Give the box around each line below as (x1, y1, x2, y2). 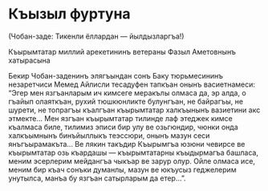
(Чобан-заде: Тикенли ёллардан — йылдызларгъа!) (8, 31, 185, 41)
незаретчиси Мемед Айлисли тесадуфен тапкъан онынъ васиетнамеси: (8, 79, 255, 89)
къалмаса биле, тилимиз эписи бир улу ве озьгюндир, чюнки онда (8, 122, 238, 132)
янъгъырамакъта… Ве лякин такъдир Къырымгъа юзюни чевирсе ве (8, 139, 246, 148)
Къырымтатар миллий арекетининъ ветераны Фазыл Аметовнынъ (8, 47, 237, 56)
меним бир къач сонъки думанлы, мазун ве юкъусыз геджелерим (8, 165, 237, 174)
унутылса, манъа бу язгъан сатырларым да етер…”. (8, 173, 186, 183)
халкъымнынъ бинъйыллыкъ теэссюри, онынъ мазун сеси (8, 130, 210, 140)
